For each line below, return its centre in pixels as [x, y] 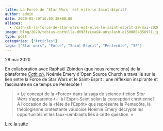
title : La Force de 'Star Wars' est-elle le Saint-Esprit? [66, 9]
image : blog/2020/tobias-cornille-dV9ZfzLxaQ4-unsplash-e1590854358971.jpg [83, 32]
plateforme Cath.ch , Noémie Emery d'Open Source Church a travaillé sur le [80, 74]
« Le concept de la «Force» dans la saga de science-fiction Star [81, 94]
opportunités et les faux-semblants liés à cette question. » [75, 114]
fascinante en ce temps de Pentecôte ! [44, 84]
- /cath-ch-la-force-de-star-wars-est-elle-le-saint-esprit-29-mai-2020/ [85, 28]
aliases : [14, 23]
